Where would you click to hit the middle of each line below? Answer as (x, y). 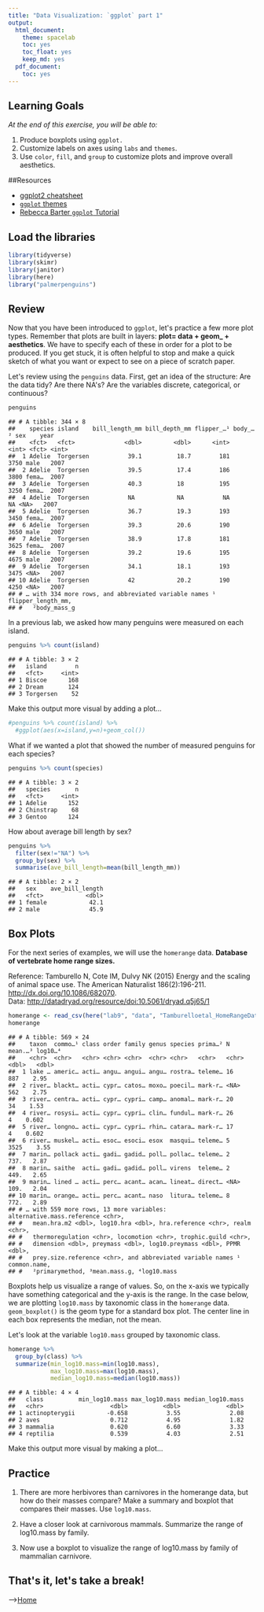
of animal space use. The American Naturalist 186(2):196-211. (107, 985)
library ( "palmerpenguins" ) (52, 284)
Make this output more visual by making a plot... (86, 1448)
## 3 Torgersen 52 (44, 694)
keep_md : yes (44, 60)
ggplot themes (43, 204)
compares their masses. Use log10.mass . (85, 1509)
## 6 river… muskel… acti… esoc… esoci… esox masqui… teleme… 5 (119, 1141)
